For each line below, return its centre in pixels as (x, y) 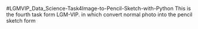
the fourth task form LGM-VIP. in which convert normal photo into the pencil (99, 14)
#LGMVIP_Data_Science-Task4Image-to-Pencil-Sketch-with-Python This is (99, 8)
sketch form (21, 21)
